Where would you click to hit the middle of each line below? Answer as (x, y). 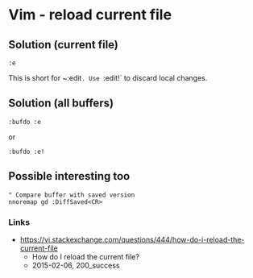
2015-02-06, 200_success (76, 265)
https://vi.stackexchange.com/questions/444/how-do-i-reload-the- (132, 239)
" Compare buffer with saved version (72, 195)
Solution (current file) (63, 45)
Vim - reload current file (90, 15)
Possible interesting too (69, 176)
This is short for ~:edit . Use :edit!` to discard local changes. (108, 78)
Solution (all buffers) (61, 104)
